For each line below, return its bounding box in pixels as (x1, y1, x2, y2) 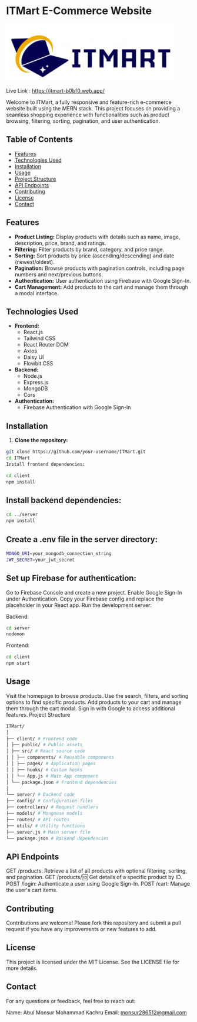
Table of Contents (6, 135, 74, 145)
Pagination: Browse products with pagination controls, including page (14, 265, 185, 272)
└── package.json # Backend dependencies (6, 835, 109, 841)
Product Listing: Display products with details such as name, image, (14, 233, 181, 240)
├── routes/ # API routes (6, 817, 69, 822)
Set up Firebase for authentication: (6, 573, 137, 583)
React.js (23, 329, 43, 336)
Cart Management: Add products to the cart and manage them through (14, 283, 188, 290)
